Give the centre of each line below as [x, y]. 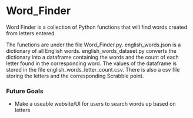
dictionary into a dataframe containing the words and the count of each [93, 57]
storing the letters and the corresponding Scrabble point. [75, 76]
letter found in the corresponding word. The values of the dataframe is [91, 63]
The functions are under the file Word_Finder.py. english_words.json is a [94, 45]
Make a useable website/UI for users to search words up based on [95, 104]
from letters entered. [31, 33]
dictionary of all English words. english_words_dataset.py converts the [91, 50]
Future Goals [25, 91]
